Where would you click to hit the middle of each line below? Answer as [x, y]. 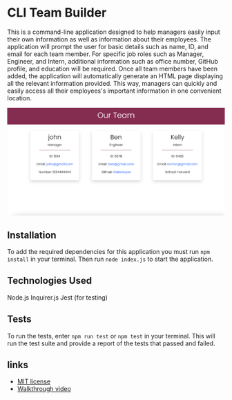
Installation [32, 235]
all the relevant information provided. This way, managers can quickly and [112, 83]
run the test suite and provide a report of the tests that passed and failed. [111, 343]
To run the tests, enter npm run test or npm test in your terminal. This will [111, 336]
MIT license [33, 381]
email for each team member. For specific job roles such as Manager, [106, 54]
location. [20, 98]
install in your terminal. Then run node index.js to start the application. [110, 259]
